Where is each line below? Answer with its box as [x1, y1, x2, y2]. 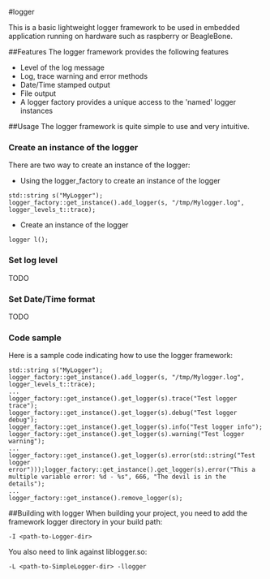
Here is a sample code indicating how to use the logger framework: [8, 351, 234, 361]
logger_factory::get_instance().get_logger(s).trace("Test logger [8, 395, 238, 403]
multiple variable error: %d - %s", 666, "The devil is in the [8, 473, 227, 482]
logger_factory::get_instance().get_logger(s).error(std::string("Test [8, 452, 255, 460]
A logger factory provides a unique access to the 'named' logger [19, 97, 237, 106]
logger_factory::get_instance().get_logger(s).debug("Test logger [8, 409, 238, 417]
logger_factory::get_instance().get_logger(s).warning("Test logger [8, 430, 245, 439]
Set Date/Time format [8, 293, 96, 305]
